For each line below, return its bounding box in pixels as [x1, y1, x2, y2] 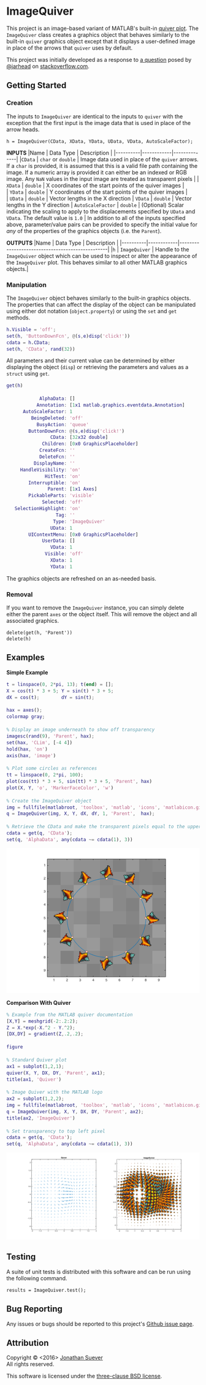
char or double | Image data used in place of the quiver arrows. [39, 155, 199, 163]
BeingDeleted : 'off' [31, 415, 84, 421]
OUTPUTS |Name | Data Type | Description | [6, 239, 119, 246]
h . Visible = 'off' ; [6, 326, 56, 332]
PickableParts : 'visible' [28, 492, 95, 499]
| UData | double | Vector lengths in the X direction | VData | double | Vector [6, 194, 192, 202]
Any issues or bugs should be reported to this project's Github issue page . [6, 1320, 194, 1327]
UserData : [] [42, 538, 75, 544]
